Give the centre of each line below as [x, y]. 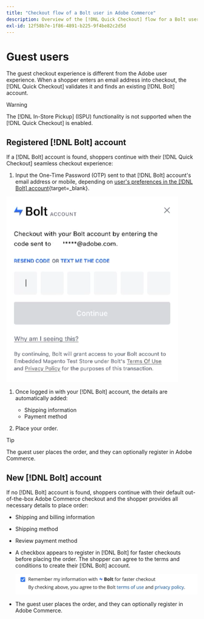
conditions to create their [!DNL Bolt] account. [73, 565]
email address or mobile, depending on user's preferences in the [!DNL [104, 182]
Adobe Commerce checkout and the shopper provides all [106, 499]
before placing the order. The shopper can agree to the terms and [97, 559]
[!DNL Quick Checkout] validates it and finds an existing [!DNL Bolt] [90, 87]
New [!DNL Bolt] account [54, 478]
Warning [17, 105]
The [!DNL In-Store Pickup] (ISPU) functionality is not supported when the [99, 116]
